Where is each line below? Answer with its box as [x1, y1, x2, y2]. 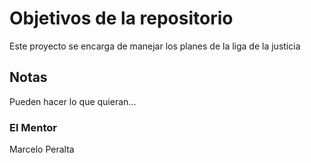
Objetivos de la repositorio [9, 7, 234, 30]
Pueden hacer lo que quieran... [9, 95, 137, 107]
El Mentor [9, 120, 57, 134]
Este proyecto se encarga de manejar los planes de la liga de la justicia [9, 40, 301, 52]
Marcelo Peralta [9, 143, 75, 156]
